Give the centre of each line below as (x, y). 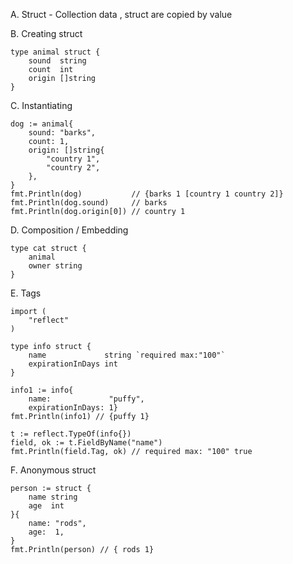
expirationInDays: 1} (73, 408)
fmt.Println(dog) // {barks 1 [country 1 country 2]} (147, 194)
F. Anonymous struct (53, 470)
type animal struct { (55, 52)
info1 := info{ (42, 390)
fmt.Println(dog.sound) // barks (89, 203)
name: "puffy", (86, 399)
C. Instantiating (41, 105)
